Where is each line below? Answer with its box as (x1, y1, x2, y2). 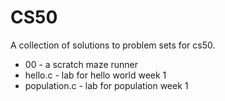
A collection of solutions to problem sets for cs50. (10, 39, 216, 51)
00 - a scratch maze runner (24, 58, 139, 70)
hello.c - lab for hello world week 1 (24, 69, 167, 81)
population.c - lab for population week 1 (24, 79, 189, 91)
